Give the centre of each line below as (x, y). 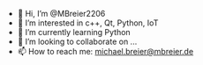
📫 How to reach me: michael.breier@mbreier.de (105, 51)
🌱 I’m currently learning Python (74, 32)
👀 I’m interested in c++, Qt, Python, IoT (88, 23)
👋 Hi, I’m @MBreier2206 (61, 14)
